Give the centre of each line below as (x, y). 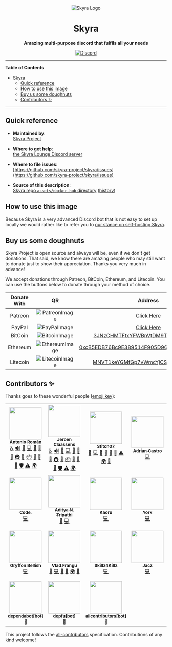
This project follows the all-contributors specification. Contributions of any (84, 635)
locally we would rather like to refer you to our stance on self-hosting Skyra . (85, 224)
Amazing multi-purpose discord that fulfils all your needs (86, 43)
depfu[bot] (64, 616)
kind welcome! (21, 640)
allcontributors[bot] (106, 616)
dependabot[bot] (26, 616)
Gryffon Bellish (26, 565)
